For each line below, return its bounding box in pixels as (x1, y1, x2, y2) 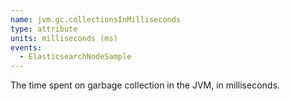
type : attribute (10, 24, 78, 34)
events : (10, 42, 43, 53)
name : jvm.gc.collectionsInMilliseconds (10, 14, 182, 25)
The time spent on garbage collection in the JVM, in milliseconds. (10, 79, 280, 91)
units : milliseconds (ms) (10, 33, 118, 43)
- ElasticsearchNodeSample (19, 52, 132, 62)
